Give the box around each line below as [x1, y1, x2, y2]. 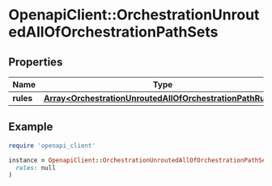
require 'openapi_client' [8, 142, 96, 150]
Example [8, 120, 53, 134]
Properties [8, 55, 63, 69]
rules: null [15, 163, 57, 171]
